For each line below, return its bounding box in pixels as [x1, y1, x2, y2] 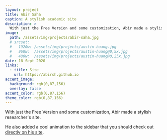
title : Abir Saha [5, 12, 41, 17]
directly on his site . [5, 129, 44, 135]
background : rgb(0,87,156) [9, 81, 66, 86]
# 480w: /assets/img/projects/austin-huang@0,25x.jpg [9, 53, 130, 59]
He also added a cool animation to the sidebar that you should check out [5, 124, 154, 130]
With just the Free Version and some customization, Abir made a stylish [5, 109, 151, 115]
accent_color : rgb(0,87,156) [5, 91, 66, 96]
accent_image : [5, 77, 35, 82]
